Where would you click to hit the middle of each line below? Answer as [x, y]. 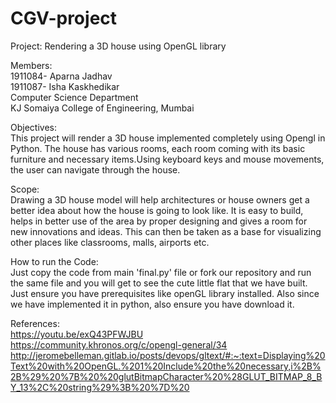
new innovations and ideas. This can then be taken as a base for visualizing [166, 231]
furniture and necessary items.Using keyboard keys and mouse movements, [167, 159]
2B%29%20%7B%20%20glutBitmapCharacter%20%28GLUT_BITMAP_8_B [166, 376]
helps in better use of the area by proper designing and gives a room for [159, 221]
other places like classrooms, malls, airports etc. [110, 242]
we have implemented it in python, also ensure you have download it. [152, 304]
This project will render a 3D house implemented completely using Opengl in [168, 138]
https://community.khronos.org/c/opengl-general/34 [119, 344]
